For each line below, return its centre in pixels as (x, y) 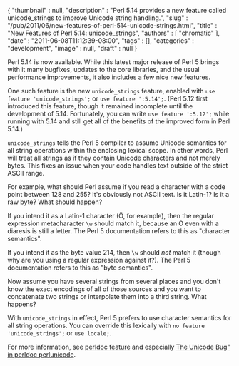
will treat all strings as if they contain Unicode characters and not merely (114, 158)
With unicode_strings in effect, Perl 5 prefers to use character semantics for (119, 318)
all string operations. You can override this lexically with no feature (106, 325)
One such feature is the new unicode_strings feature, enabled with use (111, 91)
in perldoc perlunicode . (42, 355)
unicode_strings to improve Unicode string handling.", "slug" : (98, 18)
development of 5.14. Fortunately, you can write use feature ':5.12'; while (118, 114)
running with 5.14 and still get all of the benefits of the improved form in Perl (119, 121)
